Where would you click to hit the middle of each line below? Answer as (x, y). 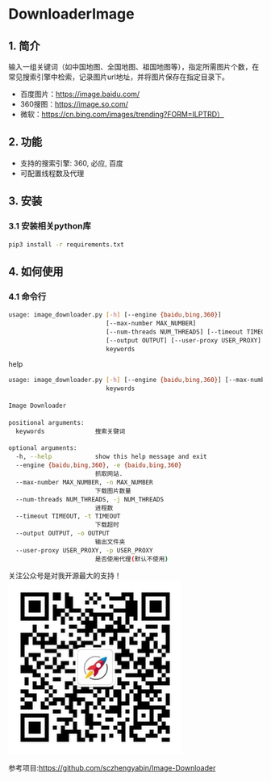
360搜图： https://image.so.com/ (74, 104)
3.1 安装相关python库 (50, 226)
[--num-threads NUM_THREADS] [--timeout (175, 332)
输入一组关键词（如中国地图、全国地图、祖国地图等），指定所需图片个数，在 (134, 67)
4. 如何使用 (36, 271)
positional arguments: (46, 422)
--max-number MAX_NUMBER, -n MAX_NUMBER (84, 482)
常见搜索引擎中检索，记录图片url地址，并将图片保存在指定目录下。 (119, 77)
